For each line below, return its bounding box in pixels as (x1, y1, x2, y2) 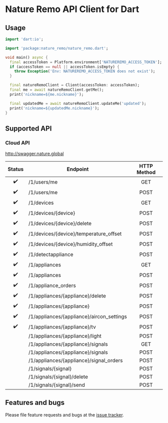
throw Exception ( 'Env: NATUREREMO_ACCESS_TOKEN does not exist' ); (14, 69, 155, 74)
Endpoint (66, 166, 89, 173)
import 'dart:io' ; (5, 37, 43, 42)
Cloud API (5, 139, 30, 146)
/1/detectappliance (28, 251, 73, 258)
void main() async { (5, 55, 48, 60)
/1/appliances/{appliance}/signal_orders (28, 357, 123, 364)
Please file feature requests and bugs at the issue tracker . (5, 411, 124, 417)
